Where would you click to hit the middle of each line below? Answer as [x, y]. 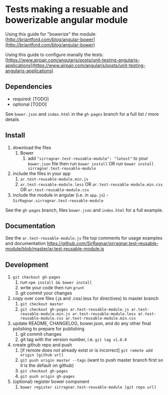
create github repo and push [42, 345]
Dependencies [29, 87]
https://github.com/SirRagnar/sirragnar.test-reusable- [103, 243]
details [12, 119]
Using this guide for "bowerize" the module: [51, 34]
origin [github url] [42, 355]
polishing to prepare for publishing [49, 329]
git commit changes [41, 334]
